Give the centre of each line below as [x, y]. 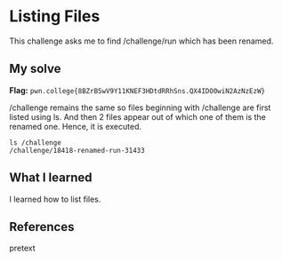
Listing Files [55, 16]
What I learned [51, 178]
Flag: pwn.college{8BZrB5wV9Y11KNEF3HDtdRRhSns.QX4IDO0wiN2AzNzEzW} [137, 90]
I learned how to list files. [55, 199]
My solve [35, 69]
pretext [22, 248]
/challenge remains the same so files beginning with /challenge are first [140, 107]
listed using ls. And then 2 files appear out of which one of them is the [138, 116]
